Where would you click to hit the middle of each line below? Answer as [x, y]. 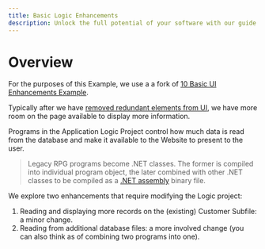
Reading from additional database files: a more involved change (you [132, 228]
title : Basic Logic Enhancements [63, 15]
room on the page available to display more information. [99, 117]
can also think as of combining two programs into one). [110, 237]
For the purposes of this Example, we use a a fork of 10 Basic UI [112, 84]
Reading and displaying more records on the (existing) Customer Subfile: [138, 212]
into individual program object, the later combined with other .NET [135, 172]
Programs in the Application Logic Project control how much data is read [127, 132]
